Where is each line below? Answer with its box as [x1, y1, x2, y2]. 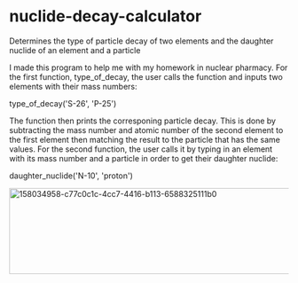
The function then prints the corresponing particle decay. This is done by [9, 115, 277, 126]
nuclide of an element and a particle [9, 44, 141, 55]
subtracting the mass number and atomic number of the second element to [9, 124, 284, 135]
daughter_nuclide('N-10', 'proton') [9, 170, 133, 181]
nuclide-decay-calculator [9, 6, 202, 27]
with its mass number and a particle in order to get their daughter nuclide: [9, 153, 278, 163]
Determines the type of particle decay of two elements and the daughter [9, 35, 274, 46]
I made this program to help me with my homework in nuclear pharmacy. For [9, 62, 288, 73]
